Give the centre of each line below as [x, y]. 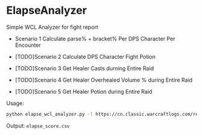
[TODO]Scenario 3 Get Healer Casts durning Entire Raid [84, 68]
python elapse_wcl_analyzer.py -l [50, 114]
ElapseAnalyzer [47, 10]
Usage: [15, 103]
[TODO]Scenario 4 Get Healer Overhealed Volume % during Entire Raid [104, 80]
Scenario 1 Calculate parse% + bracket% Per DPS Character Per [95, 38]
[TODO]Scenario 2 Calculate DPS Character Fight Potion [85, 56]
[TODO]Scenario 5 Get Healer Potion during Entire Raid [84, 91]
